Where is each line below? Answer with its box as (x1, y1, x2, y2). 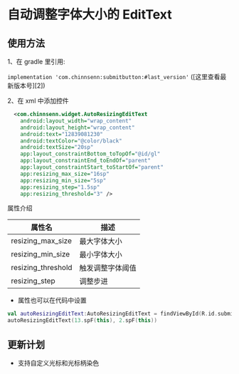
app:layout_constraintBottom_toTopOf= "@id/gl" (20, 150, 161, 157)
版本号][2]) (13, 81, 46, 90)
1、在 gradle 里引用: (7, 58, 65, 66)
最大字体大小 (79, 237, 122, 246)
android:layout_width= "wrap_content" (20, 117, 132, 125)
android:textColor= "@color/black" (20, 137, 122, 145)
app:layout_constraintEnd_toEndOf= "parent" (20, 157, 152, 165)
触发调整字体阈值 (79, 263, 137, 273)
